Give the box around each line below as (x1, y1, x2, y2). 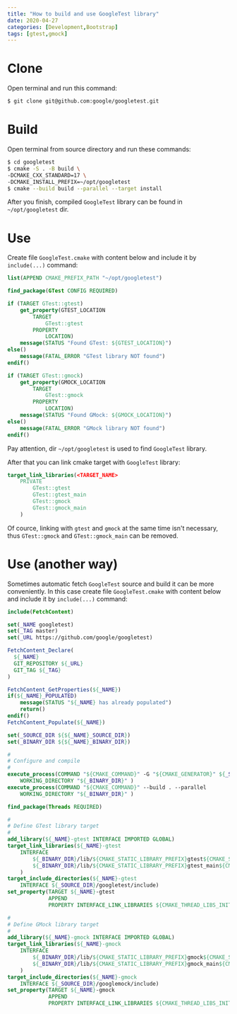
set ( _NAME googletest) (7, 621, 74, 628)
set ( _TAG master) (7, 628, 59, 635)
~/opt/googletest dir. (7, 205, 69, 214)
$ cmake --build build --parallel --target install (7, 185, 162, 192)
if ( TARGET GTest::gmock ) (7, 372, 83, 379)
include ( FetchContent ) (7, 608, 74, 616)
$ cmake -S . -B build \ (7, 165, 80, 172)
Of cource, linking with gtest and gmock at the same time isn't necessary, (7, 524, 219, 532)
